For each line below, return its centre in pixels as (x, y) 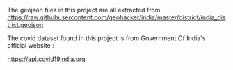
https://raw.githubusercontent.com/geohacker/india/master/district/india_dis (116, 17)
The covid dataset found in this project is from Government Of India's (106, 38)
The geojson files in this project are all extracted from (84, 10)
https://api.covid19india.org (46, 59)
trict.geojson (25, 25)
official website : (31, 45)
